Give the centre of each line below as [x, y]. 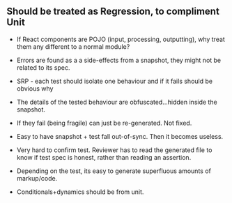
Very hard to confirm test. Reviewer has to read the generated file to [114, 150]
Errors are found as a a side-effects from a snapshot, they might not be [119, 60]
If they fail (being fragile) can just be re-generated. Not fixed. [104, 123]
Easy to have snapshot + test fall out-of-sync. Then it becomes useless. [120, 136]
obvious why [35, 88]
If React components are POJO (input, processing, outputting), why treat [121, 39]
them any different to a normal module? [73, 46]
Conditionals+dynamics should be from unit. [80, 192]
